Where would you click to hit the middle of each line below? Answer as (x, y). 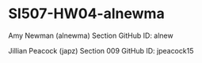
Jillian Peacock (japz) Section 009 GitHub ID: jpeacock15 (101, 50)
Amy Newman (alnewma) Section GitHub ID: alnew (91, 35)
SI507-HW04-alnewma (86, 14)
